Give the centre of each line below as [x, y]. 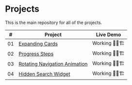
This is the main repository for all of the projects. [54, 22]
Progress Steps [36, 54]
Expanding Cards [38, 44]
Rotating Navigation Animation [53, 64]
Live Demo [108, 34]
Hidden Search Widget [44, 74]
